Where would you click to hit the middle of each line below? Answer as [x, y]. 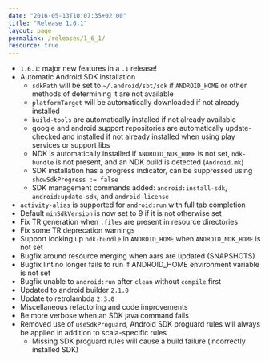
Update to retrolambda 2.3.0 [67, 298]
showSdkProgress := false [75, 180]
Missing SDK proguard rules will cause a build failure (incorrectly [139, 341]
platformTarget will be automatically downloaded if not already [136, 103]
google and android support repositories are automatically [128, 128]
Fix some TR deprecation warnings [77, 230]
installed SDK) [55, 350]
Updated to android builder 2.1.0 [74, 290]
